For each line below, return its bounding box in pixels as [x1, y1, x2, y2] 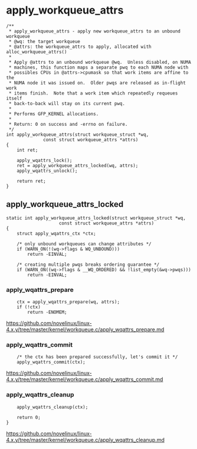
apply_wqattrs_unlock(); [17, 168, 78, 174]
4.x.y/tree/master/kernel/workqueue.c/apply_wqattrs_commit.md [6, 376, 163, 383]
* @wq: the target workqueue [8, 38, 81, 44]
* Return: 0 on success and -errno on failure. [8, 121, 128, 127]
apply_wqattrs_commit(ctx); [17, 359, 86, 365]
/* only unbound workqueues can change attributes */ [17, 240, 152, 247]
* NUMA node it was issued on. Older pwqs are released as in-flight [8, 80, 186, 86]
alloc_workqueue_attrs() [6, 48, 67, 55]
